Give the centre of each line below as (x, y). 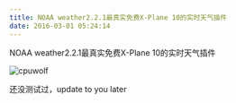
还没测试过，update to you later (68, 89)
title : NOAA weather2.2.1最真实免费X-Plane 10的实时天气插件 (118, 17)
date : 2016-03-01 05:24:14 (60, 26)
